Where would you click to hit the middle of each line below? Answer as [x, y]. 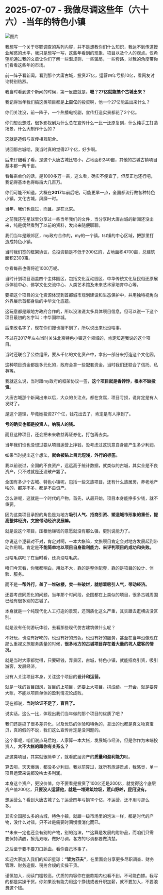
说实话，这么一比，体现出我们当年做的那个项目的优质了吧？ [65, 713]
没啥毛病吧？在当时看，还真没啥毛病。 [43, 557]
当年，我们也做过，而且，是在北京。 [41, 209]
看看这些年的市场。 [28, 65]
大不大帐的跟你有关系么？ [43, 746]
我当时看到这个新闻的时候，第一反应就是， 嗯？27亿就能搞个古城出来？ [76, 91]
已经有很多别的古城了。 [28, 600]
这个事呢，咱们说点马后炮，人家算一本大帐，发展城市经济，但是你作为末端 [79, 740]
